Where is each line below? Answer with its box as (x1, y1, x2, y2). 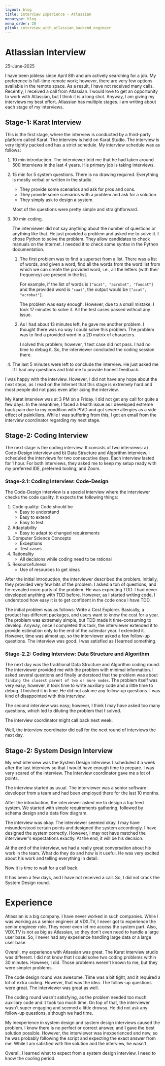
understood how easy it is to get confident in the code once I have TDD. (5, 597, 151, 603)
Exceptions (19, 540, 43, 546)
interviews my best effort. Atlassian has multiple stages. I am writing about (5, 99, 156, 105)
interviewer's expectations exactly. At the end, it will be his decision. (5, 835, 144, 841)
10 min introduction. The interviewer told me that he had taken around (12, 156, 154, 163)
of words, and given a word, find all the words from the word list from (19, 261, 161, 267)
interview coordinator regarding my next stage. (5, 417, 100, 423)
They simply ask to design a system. (19, 197, 94, 203)
